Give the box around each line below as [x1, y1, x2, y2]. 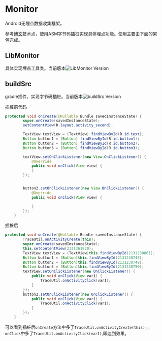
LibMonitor [5, 52, 39, 60]
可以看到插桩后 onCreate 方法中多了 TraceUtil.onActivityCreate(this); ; [5, 324, 150, 330]
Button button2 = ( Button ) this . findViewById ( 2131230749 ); [23, 260, 144, 265]
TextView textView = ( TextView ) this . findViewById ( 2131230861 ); [23, 250, 155, 255]
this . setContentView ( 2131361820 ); [23, 246, 94, 251]
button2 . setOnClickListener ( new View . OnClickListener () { [23, 186, 144, 191]
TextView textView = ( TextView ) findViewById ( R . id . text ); [23, 132, 144, 137]
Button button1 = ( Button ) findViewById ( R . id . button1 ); [23, 136, 140, 141]
